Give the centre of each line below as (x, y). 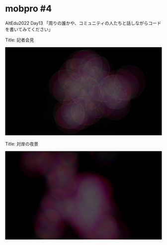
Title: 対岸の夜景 (22, 144)
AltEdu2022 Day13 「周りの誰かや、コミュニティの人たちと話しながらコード (83, 23)
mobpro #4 (29, 9)
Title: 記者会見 (20, 40)
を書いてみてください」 (29, 29)
